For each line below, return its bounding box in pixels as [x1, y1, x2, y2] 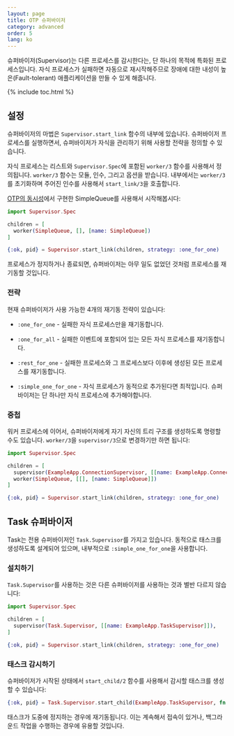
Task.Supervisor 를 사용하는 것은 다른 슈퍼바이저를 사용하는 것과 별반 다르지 [7, 581, 214, 589]
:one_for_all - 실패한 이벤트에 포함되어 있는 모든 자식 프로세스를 [17, 335, 196, 343]
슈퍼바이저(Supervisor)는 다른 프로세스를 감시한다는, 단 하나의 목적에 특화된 [7, 57, 214, 65]
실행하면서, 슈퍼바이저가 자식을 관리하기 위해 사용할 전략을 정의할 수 [31, 138, 216, 147]
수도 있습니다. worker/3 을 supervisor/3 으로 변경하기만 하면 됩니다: [7, 435, 190, 444]
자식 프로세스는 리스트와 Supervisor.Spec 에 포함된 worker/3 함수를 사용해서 [7, 161, 214, 170]
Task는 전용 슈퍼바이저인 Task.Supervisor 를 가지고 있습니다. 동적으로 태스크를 [7, 535, 221, 544]
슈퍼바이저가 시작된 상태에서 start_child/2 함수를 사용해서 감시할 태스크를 [7, 676, 212, 685]
